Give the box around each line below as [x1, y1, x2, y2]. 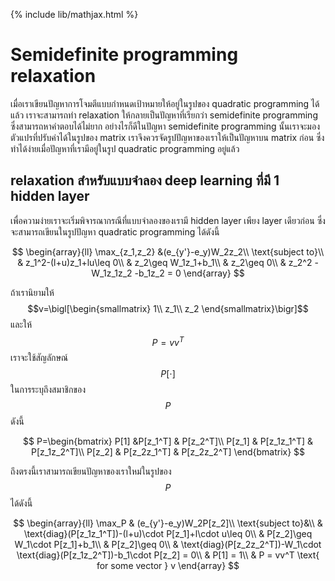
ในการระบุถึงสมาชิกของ [10, 384, 86, 396]
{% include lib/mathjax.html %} [10, 9, 139, 20]
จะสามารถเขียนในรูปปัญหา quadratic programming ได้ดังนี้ [10, 225, 220, 238]
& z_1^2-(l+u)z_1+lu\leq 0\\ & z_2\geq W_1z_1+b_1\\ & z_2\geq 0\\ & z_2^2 [17, 256, 313, 268]
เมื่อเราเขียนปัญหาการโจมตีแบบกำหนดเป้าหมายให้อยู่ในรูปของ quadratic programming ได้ [10, 97, 320, 109]
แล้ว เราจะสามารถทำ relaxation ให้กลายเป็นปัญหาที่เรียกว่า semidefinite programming [10, 109, 318, 121]
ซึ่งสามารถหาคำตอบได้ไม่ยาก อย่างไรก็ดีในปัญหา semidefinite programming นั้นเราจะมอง [10, 120, 320, 132]
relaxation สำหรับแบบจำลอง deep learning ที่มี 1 [10, 172, 280, 189]
